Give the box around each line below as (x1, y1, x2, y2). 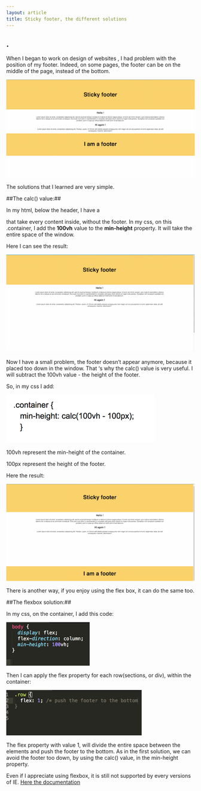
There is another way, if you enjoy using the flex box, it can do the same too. (6, 587, 194, 594)
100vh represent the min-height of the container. (6, 449, 126, 456)
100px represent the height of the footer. (6, 460, 106, 467)
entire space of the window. (6, 231, 75, 238)
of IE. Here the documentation (6, 778, 81, 786)
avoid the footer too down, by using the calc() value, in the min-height (6, 754, 178, 762)
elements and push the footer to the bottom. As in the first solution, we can (6, 748, 191, 755)
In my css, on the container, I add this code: (6, 610, 114, 618)
